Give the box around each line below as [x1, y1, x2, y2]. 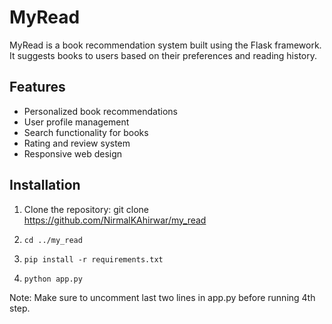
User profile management [23, 116, 130, 128]
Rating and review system [23, 137, 131, 149]
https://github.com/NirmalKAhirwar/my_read [23, 214, 207, 226]
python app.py [23, 274, 83, 284]
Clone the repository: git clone [23, 203, 149, 215]
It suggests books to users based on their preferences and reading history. [9, 49, 318, 61]
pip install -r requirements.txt [23, 254, 164, 265]
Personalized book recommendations [23, 105, 178, 117]
